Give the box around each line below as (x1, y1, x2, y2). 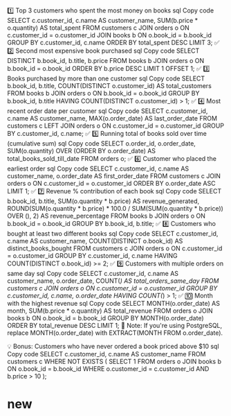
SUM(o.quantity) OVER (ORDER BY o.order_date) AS (7, 147, 156, 155)
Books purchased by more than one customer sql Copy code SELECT (7, 74, 205, 83)
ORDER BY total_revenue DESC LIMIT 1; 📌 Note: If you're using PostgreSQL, (7, 322, 223, 329)
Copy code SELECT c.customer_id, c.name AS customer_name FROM (7, 350, 206, 358)
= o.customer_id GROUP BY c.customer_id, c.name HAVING (7, 252, 178, 259)
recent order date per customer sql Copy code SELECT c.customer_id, (7, 107, 208, 115)
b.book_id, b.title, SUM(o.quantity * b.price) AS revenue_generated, (7, 197, 200, 205)
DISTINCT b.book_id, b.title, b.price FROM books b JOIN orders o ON (7, 57, 205, 64)
